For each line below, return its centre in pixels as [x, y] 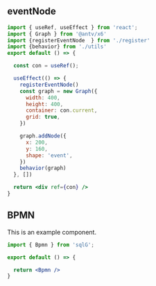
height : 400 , [44, 104]
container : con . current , [61, 110]
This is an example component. [52, 232]
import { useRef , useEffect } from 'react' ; [72, 27]
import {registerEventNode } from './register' [79, 40]
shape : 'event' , [49, 155]
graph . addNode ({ [43, 136]
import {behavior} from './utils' [57, 47]
